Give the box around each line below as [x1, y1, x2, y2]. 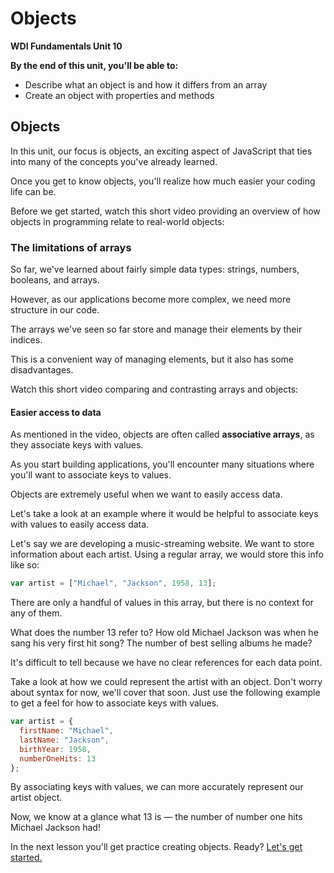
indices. [10, 334, 43, 346]
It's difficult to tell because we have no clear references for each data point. [10, 657, 323, 669]
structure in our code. [10, 304, 100, 316]
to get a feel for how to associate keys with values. [10, 697, 220, 709]
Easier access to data [10, 406, 102, 418]
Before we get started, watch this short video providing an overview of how [10, 205, 321, 217]
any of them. [10, 607, 63, 619]
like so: [10, 559, 40, 571]
